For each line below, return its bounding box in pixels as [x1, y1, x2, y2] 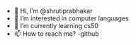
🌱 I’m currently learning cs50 [13, 22, 99, 30]
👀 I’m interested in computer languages [13, 14, 129, 22]
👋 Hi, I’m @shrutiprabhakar [13, 7, 93, 15]
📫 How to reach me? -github [13, 30, 99, 38]
